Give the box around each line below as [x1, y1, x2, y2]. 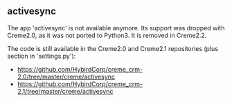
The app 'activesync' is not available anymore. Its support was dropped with [7, 23, 225, 32]
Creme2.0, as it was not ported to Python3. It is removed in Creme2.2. [7, 31, 207, 39]
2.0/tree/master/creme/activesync [17, 72, 116, 81]
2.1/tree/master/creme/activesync [17, 87, 114, 95]
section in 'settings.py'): [7, 52, 76, 60]
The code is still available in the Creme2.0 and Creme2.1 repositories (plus [7, 44, 218, 52]
